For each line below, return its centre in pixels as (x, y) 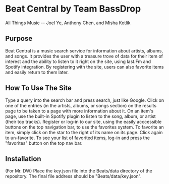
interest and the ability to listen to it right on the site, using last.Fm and (78, 62)
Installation (23, 159)
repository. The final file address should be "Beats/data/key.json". (73, 176)
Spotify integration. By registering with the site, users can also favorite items (84, 67)
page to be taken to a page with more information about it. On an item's (79, 111)
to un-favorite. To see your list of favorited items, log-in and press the (78, 138)
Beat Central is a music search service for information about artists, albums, (84, 50)
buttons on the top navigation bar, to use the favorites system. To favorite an (84, 127)
